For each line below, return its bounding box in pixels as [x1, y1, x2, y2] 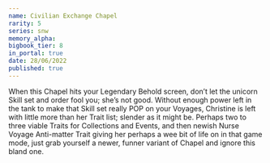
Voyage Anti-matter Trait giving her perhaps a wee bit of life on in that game [8, 129, 263, 139]
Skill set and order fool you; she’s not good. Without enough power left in [8, 94, 252, 105]
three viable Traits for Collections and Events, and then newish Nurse [8, 120, 239, 130]
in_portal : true [8, 49, 63, 57]
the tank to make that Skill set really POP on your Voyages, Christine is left [8, 103, 256, 113]
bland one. [8, 146, 45, 156]
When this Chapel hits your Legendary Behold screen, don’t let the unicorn [8, 86, 258, 96]
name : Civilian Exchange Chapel [8, 11, 118, 20]
